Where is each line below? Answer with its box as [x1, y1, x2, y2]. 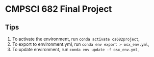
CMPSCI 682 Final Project [5, 3, 112, 15]
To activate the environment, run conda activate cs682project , [12, 36, 140, 42]
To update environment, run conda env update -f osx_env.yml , [12, 47, 139, 52]
